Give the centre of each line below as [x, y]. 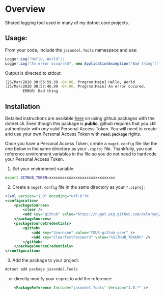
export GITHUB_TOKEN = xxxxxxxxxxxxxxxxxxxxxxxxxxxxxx [60, 177]
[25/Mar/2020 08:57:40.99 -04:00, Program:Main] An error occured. [76, 87]
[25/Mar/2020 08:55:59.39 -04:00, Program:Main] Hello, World [70, 82]
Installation [23, 106]
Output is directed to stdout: [34, 73]
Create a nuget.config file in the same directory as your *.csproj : [78, 187]
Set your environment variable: [43, 169]
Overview [25, 9]
